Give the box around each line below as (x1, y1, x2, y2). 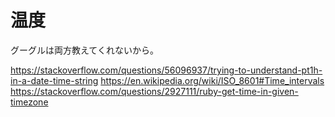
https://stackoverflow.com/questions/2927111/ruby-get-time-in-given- (10, 85, 299, 97)
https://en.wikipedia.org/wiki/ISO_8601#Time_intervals (100, 74, 325, 86)
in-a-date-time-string (10, 74, 99, 86)
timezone (10, 96, 49, 108)
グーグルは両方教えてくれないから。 (10, 44, 159, 56)
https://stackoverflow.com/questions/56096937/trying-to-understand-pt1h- (10, 64, 323, 76)
